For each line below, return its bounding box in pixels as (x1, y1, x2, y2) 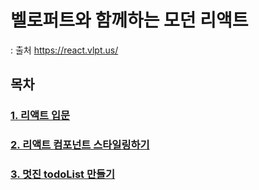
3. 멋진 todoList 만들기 (10, 167, 116, 181)
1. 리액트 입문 (10, 109, 71, 123)
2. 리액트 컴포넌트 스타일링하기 (10, 138, 150, 152)
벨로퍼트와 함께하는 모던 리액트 (10, 9, 249, 32)
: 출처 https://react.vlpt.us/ (10, 44, 119, 56)
